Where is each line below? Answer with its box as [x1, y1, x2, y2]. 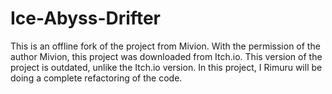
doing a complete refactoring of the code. [10, 72, 183, 84]
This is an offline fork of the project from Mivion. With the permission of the [10, 40, 321, 52]
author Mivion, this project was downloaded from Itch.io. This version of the [10, 50, 323, 62]
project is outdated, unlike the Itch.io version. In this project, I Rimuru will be [10, 61, 323, 73]
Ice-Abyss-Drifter [10, 7, 161, 30]
